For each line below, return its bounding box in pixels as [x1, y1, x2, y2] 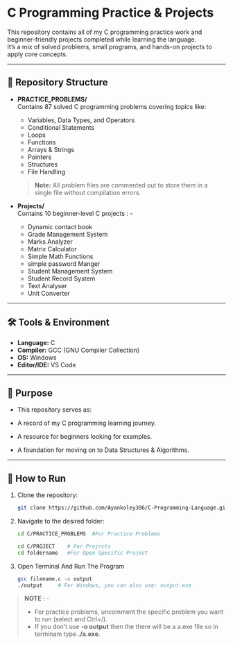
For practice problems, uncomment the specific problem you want [34, 608, 224, 616]
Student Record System [27, 274, 96, 283]
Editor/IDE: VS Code [17, 360, 76, 369]
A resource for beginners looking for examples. [17, 433, 153, 441]
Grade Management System [27, 230, 108, 238]
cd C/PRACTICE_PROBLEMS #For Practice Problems [17, 530, 161, 537]
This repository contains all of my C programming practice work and [7, 28, 202, 36]
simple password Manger [27, 259, 101, 268]
